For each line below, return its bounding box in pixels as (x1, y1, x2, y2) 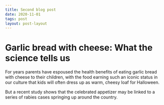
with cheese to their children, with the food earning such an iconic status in (5, 74, 158, 80)
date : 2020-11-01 (5, 12, 41, 17)
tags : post (5, 16, 28, 21)
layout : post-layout (5, 21, 48, 26)
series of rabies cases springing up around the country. (5, 94, 118, 100)
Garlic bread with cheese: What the (5, 42, 153, 53)
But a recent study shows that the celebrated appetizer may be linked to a (5, 89, 155, 95)
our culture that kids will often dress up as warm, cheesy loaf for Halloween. (5, 79, 160, 85)
